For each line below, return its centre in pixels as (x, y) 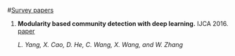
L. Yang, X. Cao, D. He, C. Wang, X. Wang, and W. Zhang (100, 44)
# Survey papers (31, 10)
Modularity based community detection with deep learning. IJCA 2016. (123, 23)
